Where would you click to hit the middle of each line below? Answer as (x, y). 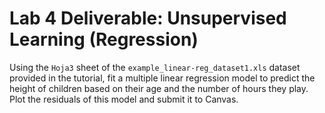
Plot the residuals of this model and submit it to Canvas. (124, 99)
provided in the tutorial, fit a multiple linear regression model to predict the (162, 78)
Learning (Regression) (104, 39)
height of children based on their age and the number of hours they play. (159, 88)
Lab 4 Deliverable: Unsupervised (148, 18)
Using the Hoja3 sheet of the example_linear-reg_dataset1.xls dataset (155, 67)
